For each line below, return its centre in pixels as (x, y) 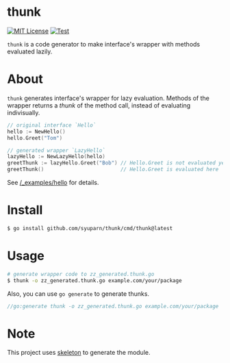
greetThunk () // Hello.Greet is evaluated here (113, 170)
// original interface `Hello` (52, 125)
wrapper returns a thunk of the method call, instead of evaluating (99, 105)
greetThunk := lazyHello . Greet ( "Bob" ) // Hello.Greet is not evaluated (111, 163)
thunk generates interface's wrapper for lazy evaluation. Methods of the (108, 98)
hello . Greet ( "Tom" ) (35, 138)
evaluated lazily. (30, 51)
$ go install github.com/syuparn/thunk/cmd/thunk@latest (90, 228)
